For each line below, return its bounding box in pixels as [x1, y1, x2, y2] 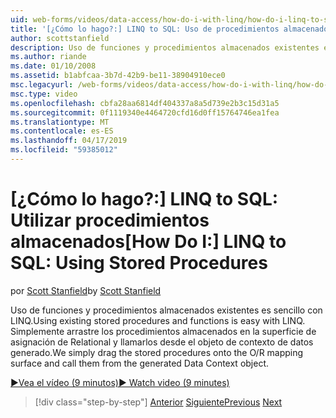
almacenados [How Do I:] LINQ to [10, 231, 287, 253]
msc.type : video [10, 89, 78, 99]
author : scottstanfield [10, 33, 110, 43]
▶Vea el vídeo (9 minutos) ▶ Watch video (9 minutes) [10, 376, 230, 388]
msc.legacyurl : [10, 80, 74, 90]
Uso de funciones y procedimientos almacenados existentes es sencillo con [10, 304, 323, 316]
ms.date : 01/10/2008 [10, 61, 97, 71]
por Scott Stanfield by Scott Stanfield [10, 284, 162, 296]
